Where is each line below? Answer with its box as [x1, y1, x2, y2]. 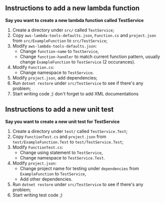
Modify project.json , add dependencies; [12, 74, 97, 80]
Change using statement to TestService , [19, 149, 103, 155]
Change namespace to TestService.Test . [19, 154, 105, 160]
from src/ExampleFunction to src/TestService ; [12, 37, 107, 43]
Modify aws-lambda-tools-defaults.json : [12, 42, 97, 49]
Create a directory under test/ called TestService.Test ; [12, 128, 128, 134]
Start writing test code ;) [12, 192, 63, 198]
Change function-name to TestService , [19, 48, 99, 54]
